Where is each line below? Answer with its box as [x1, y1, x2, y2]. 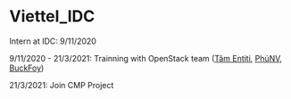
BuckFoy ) [9, 62, 45, 73]
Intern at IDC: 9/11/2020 [9, 36, 96, 46]
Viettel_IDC [9, 6, 96, 27]
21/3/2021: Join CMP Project [9, 79, 114, 90]
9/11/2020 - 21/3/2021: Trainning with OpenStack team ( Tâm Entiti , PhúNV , [9, 53, 283, 63]
